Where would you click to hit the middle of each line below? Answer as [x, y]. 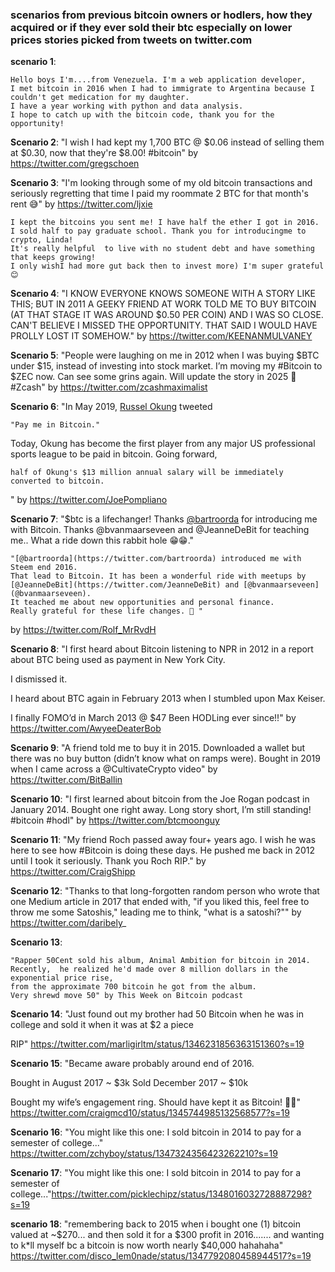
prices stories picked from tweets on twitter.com [131, 40]
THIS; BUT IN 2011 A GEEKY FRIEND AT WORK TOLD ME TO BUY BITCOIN [163, 304]
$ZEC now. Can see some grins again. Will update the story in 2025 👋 [153, 377]
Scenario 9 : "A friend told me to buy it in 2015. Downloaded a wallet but [158, 748]
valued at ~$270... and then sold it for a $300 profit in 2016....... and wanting [167, 1235]
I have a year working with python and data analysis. [127, 106]
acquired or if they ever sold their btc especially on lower [151, 27]
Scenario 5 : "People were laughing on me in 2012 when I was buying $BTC [165, 355]
